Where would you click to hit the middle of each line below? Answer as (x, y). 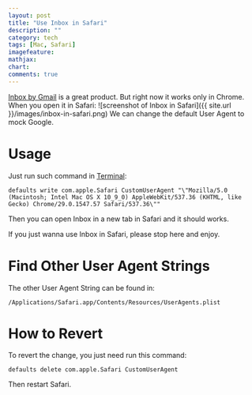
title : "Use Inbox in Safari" (58, 23)
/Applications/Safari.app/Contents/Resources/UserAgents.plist (115, 302)
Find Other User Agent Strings (109, 266)
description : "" (35, 30)
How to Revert (56, 333)
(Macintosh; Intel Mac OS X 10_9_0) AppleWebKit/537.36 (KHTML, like (125, 197)
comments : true (33, 74)
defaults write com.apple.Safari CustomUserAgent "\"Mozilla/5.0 (118, 190)
